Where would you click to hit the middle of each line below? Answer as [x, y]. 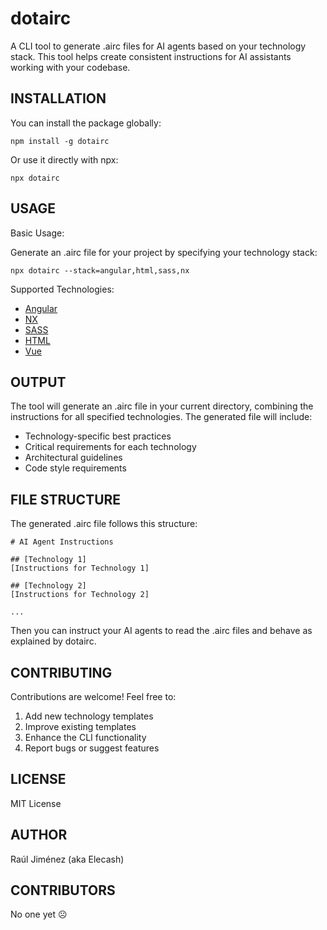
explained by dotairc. [53, 641]
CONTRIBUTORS [63, 890]
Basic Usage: [37, 233]
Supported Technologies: [62, 289]
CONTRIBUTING [61, 672]
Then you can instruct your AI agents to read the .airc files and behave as [161, 631]
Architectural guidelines [73, 458]
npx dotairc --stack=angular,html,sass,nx [100, 270]
